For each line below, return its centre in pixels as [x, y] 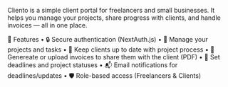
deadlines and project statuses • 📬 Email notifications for [93, 65]
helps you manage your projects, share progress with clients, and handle [114, 18]
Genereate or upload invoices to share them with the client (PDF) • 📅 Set [114, 57]
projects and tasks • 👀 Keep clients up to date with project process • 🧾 [111, 50]
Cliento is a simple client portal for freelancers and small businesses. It [111, 10]
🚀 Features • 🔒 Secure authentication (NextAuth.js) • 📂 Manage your [108, 39]
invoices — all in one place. [47, 25]
